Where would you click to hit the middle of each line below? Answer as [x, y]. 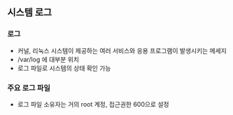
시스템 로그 [30, 13]
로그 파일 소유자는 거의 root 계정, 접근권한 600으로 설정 [93, 104]
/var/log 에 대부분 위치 [48, 59]
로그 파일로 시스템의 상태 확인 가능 [64, 68]
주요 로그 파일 [29, 88]
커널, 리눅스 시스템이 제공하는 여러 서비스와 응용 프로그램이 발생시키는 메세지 [122, 50]
